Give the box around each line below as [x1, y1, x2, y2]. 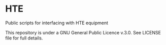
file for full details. [5, 35, 43, 41]
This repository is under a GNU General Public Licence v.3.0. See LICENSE [5, 29, 161, 35]
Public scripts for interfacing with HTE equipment [5, 20, 108, 26]
